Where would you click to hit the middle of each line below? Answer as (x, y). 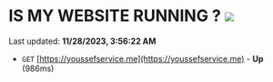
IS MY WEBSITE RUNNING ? (115, 16)
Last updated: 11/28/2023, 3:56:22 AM (82, 41)
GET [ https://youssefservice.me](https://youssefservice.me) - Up (142, 58)
